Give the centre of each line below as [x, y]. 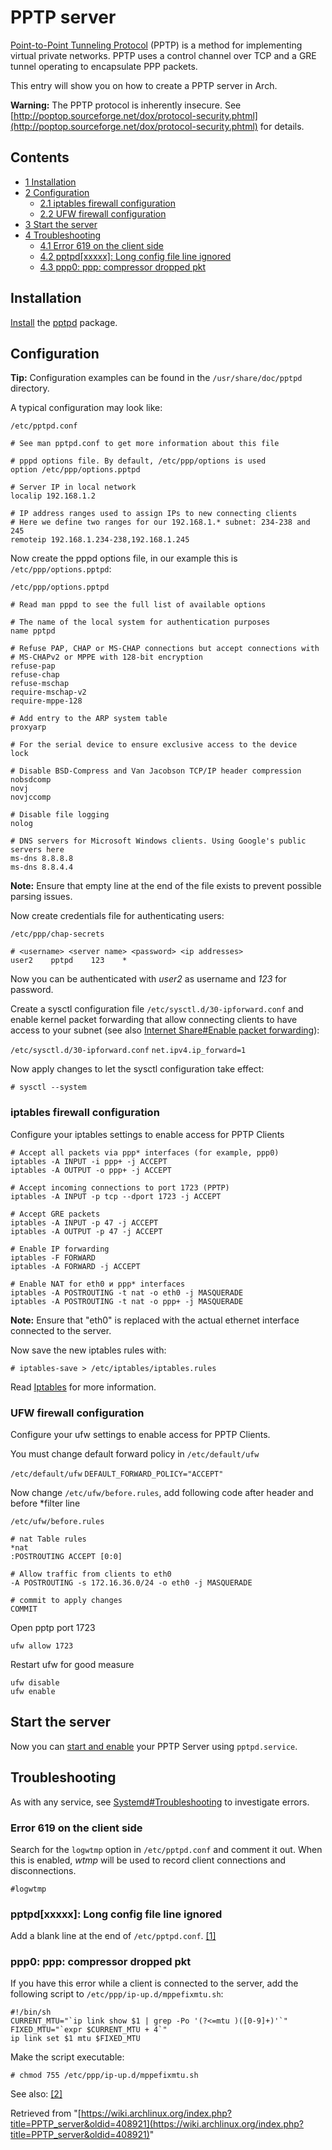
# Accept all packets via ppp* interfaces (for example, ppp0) [145, 1152]
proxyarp [28, 727]
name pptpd [33, 631]
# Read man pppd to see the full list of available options [138, 605]
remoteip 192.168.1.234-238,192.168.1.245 [100, 540]
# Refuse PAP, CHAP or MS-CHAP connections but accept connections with [165, 649]
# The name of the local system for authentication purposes [140, 622]
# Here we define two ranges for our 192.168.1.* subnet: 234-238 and [160, 522]
